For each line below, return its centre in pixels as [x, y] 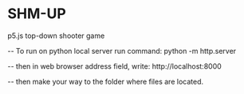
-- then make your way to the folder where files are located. [106, 81]
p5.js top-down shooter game [56, 36]
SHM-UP [37, 14]
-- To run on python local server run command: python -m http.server [122, 51]
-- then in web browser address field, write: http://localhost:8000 [115, 66]
